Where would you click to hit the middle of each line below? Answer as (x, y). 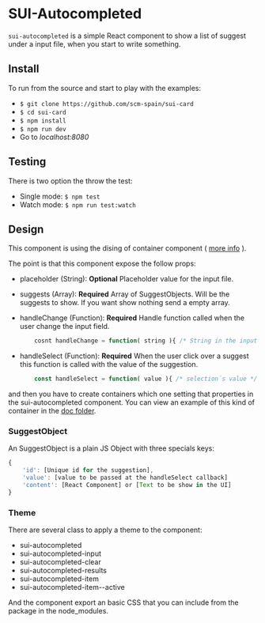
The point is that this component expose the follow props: (102, 264)
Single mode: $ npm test (60, 196)
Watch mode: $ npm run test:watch (78, 204)
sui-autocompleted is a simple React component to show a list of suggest (127, 36)
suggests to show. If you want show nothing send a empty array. (125, 303)
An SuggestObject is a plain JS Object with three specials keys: (112, 448)
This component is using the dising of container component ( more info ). (127, 248)
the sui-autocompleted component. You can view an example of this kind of (132, 402)
